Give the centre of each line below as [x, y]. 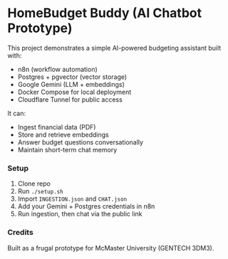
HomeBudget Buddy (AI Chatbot [104, 13]
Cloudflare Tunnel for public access [70, 99]
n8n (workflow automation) [57, 69]
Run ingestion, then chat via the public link [80, 214]
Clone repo [34, 184]
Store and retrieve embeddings [63, 134]
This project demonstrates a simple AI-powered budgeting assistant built [114, 48]
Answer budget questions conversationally [81, 142]
